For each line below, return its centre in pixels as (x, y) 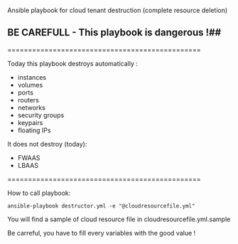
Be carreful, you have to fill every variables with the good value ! (102, 233)
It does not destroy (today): (47, 144)
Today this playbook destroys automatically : (73, 63)
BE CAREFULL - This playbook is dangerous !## (114, 32)
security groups (41, 115)
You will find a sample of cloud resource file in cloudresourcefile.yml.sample (119, 219)
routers (28, 100)
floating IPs (34, 130)
